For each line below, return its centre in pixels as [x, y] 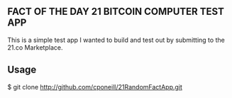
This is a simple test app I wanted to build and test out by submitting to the [116, 40]
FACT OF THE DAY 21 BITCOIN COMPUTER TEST [116, 12]
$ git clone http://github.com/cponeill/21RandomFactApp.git [95, 87]
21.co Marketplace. [35, 47]
